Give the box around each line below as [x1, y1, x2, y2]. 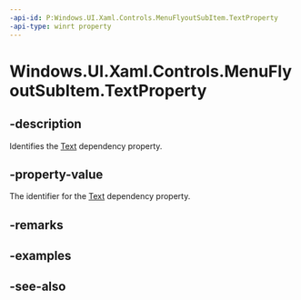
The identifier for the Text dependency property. [9, 191, 191, 202]
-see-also [9, 279, 66, 295]
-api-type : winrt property [9, 22, 112, 31]
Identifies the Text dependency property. [9, 140, 163, 151]
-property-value [9, 166, 104, 182]
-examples [9, 248, 72, 264]
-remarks [9, 217, 64, 233]
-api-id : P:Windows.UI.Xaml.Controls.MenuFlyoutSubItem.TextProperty [9, 13, 279, 23]
